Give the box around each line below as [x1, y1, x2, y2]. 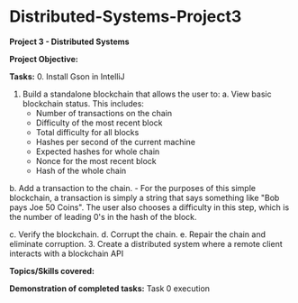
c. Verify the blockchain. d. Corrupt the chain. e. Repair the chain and [9, 228, 266, 240]
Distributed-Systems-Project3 [9, 6, 242, 27]
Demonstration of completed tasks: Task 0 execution [9, 282, 210, 294]
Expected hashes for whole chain [35, 146, 160, 157]
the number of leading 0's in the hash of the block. [9, 211, 197, 222]
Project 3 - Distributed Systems [9, 36, 130, 47]
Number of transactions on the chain [35, 107, 173, 118]
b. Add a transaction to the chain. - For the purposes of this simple [9, 182, 257, 193]
